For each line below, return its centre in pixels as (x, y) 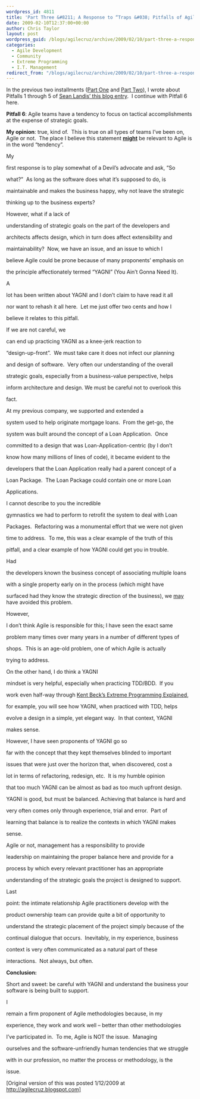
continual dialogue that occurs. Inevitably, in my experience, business (92, 938)
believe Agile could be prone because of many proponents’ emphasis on (95, 260)
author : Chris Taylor (33, 28)
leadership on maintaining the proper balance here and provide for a (90, 857)
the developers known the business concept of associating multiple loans (96, 573)
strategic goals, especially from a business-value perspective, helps (90, 376)
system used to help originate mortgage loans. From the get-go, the (90, 422)
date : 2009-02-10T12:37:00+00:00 (48, 23)
